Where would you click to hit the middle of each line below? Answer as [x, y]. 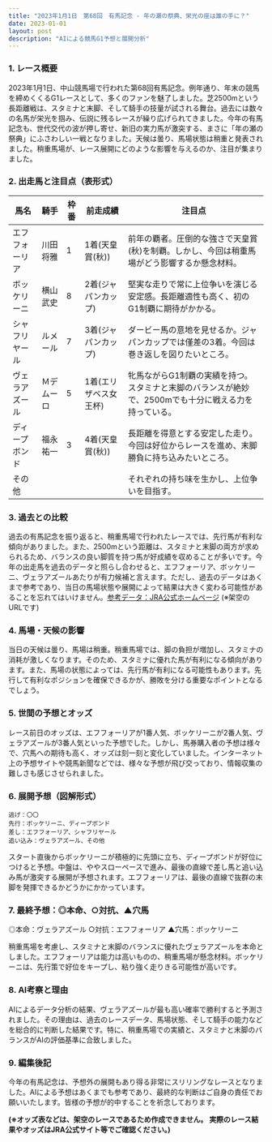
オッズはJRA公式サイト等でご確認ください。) [97, 1129]
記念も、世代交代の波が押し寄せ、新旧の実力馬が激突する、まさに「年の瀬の [136, 128]
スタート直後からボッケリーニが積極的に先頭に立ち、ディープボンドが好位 [132, 857]
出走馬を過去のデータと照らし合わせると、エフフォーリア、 [121, 567]
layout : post [30, 31]
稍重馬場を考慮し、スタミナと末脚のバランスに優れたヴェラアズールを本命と [136, 947]
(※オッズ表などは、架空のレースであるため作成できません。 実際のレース [130, 1119]
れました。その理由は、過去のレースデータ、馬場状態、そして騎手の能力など [136, 1020]
